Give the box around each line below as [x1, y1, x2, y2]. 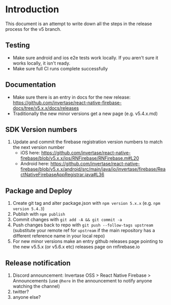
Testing [5, 41, 30, 50]
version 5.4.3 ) [12, 205, 45, 212]
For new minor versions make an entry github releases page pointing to [12, 238, 163, 244]
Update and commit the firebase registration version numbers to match [12, 139, 163, 145]
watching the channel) [12, 283, 60, 289]
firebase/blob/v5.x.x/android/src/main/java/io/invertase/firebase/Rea [20, 166, 166, 173]
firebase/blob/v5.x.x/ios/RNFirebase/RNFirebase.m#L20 [20, 155, 139, 161]
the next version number [12, 144, 65, 150]
